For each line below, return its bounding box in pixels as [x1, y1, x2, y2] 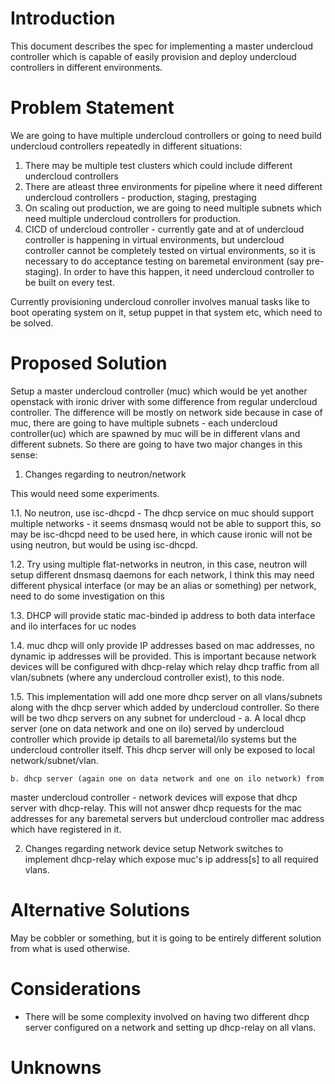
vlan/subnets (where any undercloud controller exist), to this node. [10, 671, 285, 683]
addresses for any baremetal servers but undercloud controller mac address [10, 812, 325, 824]
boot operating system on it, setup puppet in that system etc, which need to [10, 306, 323, 318]
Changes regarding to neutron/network [24, 468, 187, 480]
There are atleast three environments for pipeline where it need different [24, 180, 323, 192]
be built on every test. [24, 276, 115, 288]
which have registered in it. [10, 823, 122, 835]
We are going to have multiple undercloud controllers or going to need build [10, 129, 322, 141]
